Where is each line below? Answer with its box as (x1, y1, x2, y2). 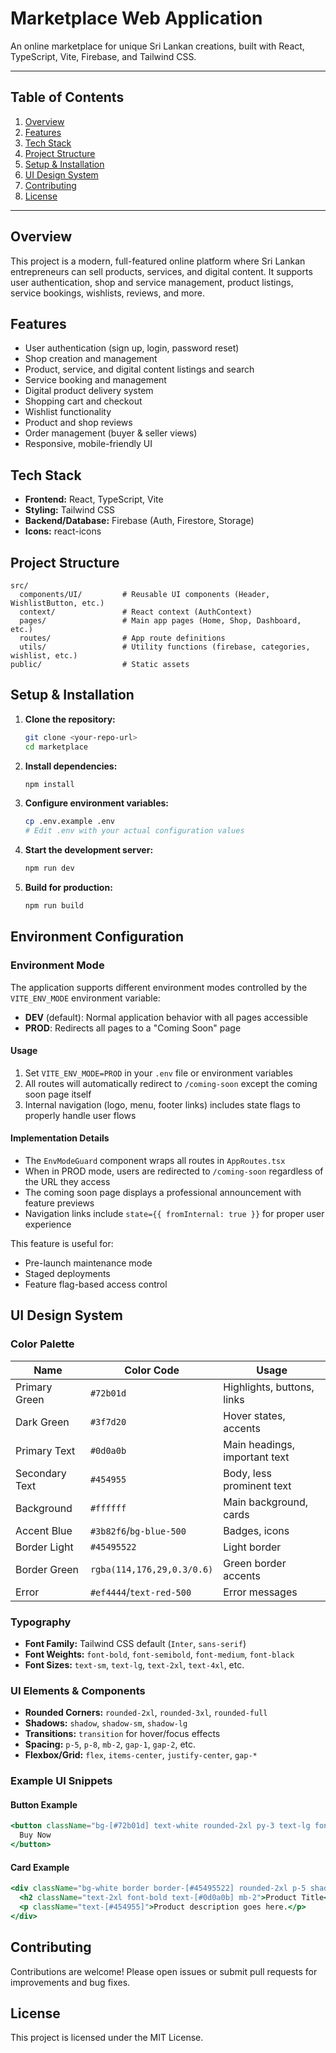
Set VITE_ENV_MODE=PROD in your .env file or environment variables (24, 1067, 293, 1079)
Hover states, (223, 1408, 286, 1422)
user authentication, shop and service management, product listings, (10, 276, 294, 288)
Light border (223, 1540, 282, 1554)
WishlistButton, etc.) (10, 598, 105, 608)
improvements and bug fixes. (10, 1976, 131, 1988)
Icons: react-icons (24, 525, 102, 537)
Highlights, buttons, (223, 1380, 315, 1394)
